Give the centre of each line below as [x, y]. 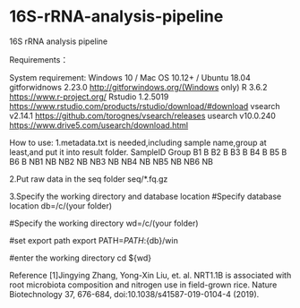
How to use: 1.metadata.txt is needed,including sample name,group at [138, 142]
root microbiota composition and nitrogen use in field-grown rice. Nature [143, 285]
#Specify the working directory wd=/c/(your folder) [104, 223]
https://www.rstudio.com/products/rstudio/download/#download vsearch [145, 106]
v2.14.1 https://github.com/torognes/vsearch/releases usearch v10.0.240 [142, 115]
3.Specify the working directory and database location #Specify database [146, 196]
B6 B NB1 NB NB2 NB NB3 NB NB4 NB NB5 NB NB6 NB [111, 161]
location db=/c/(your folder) [61, 205]
